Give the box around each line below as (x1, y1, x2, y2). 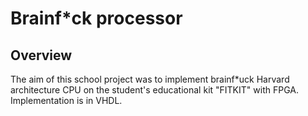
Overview (10, 47, 73, 64)
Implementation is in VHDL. (10, 95, 123, 106)
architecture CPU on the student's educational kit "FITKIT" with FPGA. (10, 84, 299, 96)
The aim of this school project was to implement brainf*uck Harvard (10, 73, 290, 85)
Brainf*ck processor (10, 7, 183, 30)
